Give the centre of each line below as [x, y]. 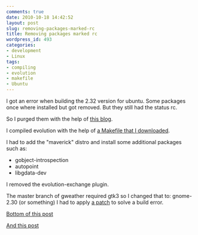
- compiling [21, 67]
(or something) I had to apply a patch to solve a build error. [91, 202]
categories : [21, 45]
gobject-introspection [42, 160]
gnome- [182, 196]
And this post [22, 225]
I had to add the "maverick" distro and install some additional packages [94, 142]
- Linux [16, 56]
